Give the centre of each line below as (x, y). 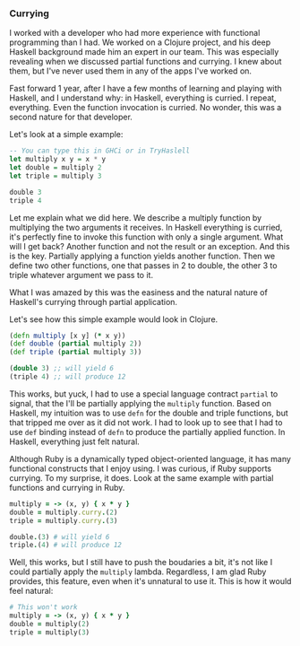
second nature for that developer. (71, 117)
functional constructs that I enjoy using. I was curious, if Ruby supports (140, 468)
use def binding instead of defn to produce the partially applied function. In (147, 432)
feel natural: (31, 591)
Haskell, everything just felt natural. (75, 441)
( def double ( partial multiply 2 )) (76, 344)
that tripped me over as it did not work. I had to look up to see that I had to (146, 422)
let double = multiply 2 (56, 168)
